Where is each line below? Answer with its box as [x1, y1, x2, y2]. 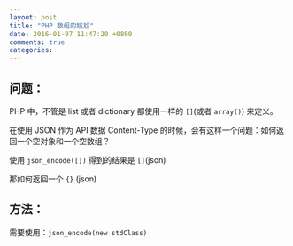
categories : [9, 46, 53, 55]
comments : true [9, 37, 66, 47]
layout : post [9, 12, 58, 22]
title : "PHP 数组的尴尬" [9, 21, 95, 30]
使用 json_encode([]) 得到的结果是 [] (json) [9, 154, 166, 165]
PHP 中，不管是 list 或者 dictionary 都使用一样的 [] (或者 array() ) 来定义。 [9, 105, 279, 116]
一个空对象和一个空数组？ [16, 135, 111, 146]
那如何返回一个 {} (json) [9, 173, 97, 184]
